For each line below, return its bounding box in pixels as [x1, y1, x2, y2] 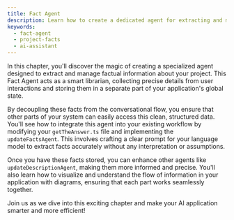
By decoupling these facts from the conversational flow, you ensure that [7, 105, 214, 113]
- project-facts [13, 36, 61, 43]
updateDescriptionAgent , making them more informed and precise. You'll [7, 163, 216, 171]
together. [7, 186, 33, 193]
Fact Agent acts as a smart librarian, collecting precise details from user [7, 77, 214, 85]
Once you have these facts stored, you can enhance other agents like [7, 156, 207, 164]
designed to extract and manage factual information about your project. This [7, 69, 226, 78]
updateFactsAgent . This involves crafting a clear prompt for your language [7, 135, 218, 143]
